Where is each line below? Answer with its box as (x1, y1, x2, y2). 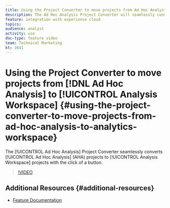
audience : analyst (5, 26, 44, 31)
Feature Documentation (12, 197, 62, 203)
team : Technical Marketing (5, 41, 62, 46)
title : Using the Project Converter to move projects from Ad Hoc (5, 7, 148, 13)
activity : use (5, 31, 35, 36)
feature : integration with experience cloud (5, 17, 101, 22)
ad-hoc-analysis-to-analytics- (5, 121, 138, 132)
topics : (5, 21, 22, 27)
